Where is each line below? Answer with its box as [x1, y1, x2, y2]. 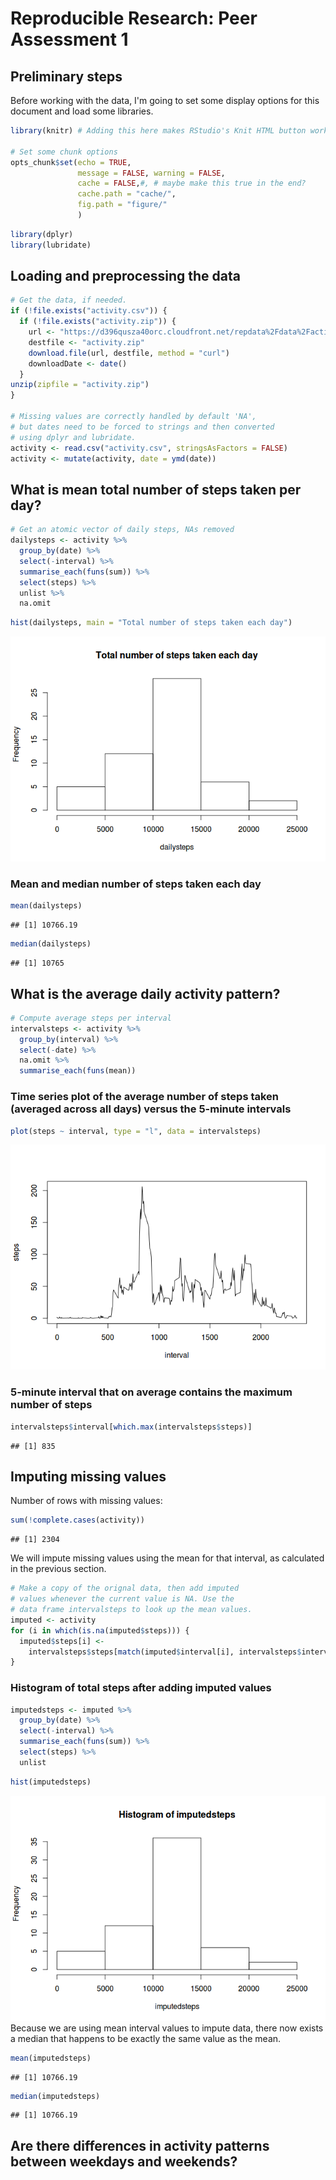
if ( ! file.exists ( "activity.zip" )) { [19, 317, 177, 327]
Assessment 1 [10, 28, 129, 51]
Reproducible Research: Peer [10, 7, 258, 30]
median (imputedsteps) [10, 2091, 101, 2101]
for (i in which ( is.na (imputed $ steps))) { [10, 1625, 190, 1636]
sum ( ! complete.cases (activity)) [10, 1515, 145, 1526]
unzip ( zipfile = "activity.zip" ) [10, 380, 150, 390]
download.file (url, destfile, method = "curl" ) [28, 348, 230, 358]
